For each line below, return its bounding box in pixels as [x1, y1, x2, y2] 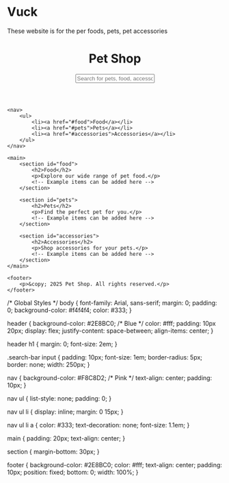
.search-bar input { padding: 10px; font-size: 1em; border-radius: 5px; [7, 353, 203, 361]
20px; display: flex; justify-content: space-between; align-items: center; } [7, 327, 214, 335]
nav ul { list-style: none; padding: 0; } [7, 394, 112, 402]
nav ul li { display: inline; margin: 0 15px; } [7, 408, 124, 416]
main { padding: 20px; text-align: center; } [7, 434, 125, 443]
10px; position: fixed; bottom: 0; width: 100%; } [7, 468, 139, 476]
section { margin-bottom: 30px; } [7, 447, 100, 456]
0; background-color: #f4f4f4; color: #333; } [7, 306, 132, 314]
